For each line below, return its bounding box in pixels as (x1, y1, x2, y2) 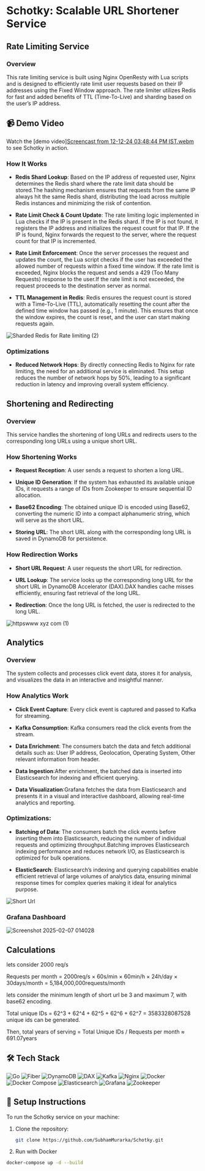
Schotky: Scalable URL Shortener (6, 4, 179, 18)
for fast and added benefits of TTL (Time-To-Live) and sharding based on (6, 93, 192, 100)
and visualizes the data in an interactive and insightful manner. (6, 676, 164, 683)
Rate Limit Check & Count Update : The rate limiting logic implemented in (15, 211, 199, 219)
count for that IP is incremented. (15, 237, 97, 244)
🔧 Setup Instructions (6, 1097, 86, 1107)
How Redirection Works (6, 550, 78, 559)
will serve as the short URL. (15, 516, 84, 524)
